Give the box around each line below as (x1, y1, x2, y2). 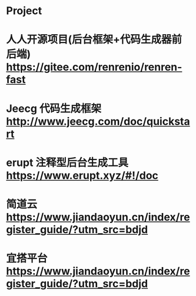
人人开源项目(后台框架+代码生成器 (6, 33, 172, 46)
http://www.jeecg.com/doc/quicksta (6, 115, 190, 128)
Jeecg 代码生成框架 (6, 102, 102, 115)
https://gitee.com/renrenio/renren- (6, 61, 182, 74)
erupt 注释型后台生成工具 (6, 156, 129, 169)
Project (6, 4, 42, 18)
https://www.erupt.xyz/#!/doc (6, 169, 159, 182)
